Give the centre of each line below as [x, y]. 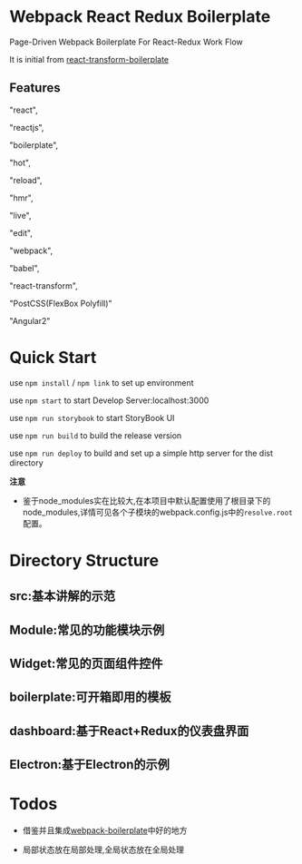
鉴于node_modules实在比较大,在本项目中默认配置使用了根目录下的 [146, 500]
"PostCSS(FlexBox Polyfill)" [61, 303]
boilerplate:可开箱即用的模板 [90, 697]
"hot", [20, 162]
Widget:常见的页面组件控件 [86, 664]
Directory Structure [84, 560]
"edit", [21, 232]
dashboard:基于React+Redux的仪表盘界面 [129, 731]
